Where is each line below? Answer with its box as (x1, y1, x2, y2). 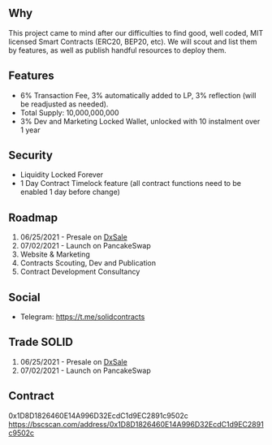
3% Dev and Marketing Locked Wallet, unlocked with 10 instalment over (19, 116, 261, 126)
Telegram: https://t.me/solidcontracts (19, 312, 145, 322)
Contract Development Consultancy (19, 267, 140, 277)
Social (8, 290, 41, 304)
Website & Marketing (19, 249, 91, 259)
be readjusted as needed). (19, 99, 109, 109)
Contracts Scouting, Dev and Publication (19, 258, 157, 268)
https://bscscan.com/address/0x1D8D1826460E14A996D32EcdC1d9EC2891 (8, 419, 264, 429)
